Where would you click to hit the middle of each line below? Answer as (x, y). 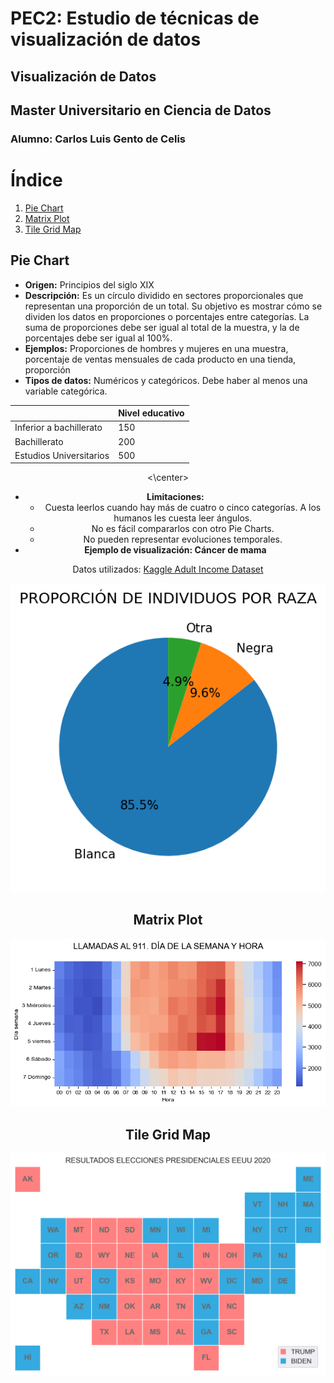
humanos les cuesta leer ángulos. (183, 518)
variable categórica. (66, 391)
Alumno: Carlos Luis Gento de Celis (98, 139)
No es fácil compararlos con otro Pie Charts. (183, 529)
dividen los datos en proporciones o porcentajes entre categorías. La (167, 316)
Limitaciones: (175, 497)
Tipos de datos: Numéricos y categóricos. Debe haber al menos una (166, 380)
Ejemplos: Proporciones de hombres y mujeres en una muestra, (156, 348)
